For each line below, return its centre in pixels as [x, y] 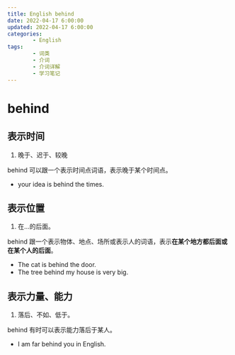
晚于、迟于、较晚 [42, 155]
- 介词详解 [47, 67]
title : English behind [41, 14]
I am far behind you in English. [62, 344]
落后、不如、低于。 [46, 315]
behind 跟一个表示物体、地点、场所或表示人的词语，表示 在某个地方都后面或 [117, 241]
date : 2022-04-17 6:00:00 [45, 21]
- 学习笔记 [47, 73]
